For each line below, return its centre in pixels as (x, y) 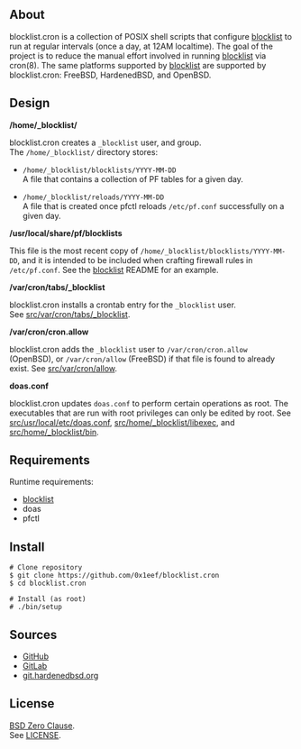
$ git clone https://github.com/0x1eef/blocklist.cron (114, 576)
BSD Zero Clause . (42, 726)
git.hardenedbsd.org (60, 676)
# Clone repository (46, 568)
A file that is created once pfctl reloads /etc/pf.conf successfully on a (153, 206)
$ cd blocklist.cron (48, 584)
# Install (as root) (48, 599)
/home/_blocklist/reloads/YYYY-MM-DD (93, 197)
